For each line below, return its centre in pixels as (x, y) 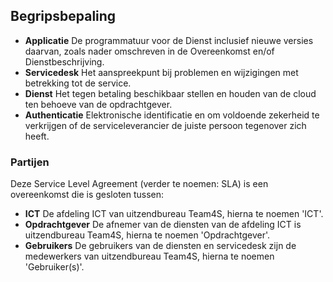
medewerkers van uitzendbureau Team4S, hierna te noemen (149, 256)
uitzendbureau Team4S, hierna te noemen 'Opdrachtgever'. (147, 235)
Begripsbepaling (63, 16)
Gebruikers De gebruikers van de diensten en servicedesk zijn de (160, 246)
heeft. (37, 136)
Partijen (30, 162)
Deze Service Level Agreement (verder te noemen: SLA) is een (139, 184)
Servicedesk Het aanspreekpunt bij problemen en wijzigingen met (161, 72)
